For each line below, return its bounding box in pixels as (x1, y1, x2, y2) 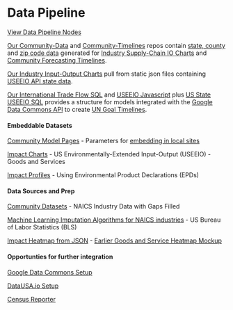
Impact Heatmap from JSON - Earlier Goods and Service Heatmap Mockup (7, 236, 223, 245)
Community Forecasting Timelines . (7, 56, 107, 64)
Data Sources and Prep (7, 186, 75, 195)
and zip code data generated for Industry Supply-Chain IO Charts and (7, 49, 207, 57)
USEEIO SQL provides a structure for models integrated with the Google (7, 97, 214, 106)
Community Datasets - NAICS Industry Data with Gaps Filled (7, 202, 180, 211)
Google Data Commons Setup (7, 268, 93, 276)
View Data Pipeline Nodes (7, 28, 82, 36)
